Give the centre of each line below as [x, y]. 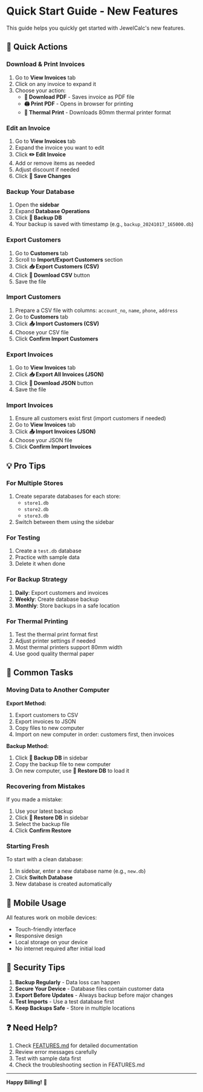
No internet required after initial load [60, 948]
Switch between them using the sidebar [64, 522]
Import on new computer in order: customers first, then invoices [95, 734]
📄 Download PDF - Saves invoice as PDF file [79, 97]
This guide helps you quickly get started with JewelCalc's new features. [96, 28]
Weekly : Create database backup [57, 599]
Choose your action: [40, 90]
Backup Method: [27, 746]
